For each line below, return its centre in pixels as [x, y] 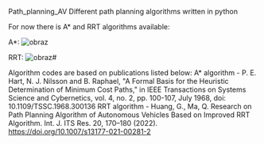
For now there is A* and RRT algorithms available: [89, 27]
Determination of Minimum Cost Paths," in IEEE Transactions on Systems [127, 89]
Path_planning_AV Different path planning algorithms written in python [123, 11]
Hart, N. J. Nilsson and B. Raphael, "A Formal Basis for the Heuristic [118, 81]
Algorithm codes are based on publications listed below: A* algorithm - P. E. [132, 73]
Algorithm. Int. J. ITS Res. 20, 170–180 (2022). [83, 123]
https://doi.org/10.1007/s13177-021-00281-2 [80, 131]
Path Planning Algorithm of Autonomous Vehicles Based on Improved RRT [129, 115]
